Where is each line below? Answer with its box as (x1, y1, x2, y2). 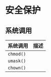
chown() (8, 65, 26, 70)
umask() (8, 58, 26, 63)
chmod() (8, 51, 26, 57)
